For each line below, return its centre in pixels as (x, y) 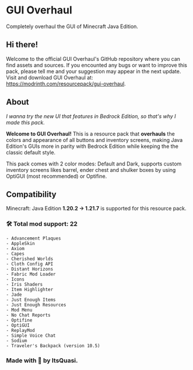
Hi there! (22, 45)
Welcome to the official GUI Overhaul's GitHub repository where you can (93, 58)
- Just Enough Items (31, 300)
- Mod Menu (19, 310)
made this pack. (25, 122)
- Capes (15, 254)
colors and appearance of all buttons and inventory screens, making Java (94, 140)
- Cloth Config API (30, 264)
